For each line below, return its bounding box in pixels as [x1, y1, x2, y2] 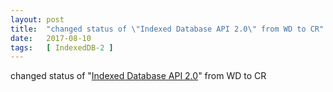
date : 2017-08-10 [10, 33, 92, 43]
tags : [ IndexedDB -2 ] [10, 42, 114, 53]
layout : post [10, 14, 65, 25]
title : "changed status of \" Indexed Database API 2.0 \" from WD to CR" [10, 24, 325, 34]
